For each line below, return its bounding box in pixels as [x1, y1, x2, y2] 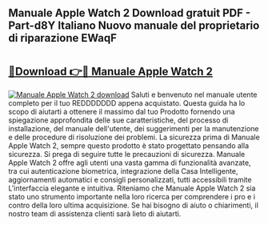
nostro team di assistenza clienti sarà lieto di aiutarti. [8, 209, 182, 219]
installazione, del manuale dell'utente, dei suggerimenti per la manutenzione [8, 124, 259, 133]
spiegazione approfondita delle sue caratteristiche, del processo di [8, 115, 229, 125]
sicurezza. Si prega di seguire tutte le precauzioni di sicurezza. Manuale [8, 150, 246, 159]
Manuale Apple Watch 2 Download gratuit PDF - [8, 6, 251, 20]
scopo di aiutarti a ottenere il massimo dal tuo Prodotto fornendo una [8, 107, 235, 116]
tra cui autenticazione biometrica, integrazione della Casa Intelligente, [8, 167, 238, 175]
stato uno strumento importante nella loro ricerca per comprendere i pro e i [8, 192, 256, 201]
